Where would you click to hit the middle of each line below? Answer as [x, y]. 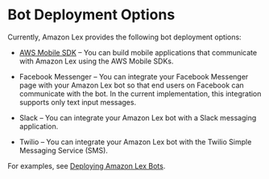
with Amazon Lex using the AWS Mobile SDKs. [96, 61]
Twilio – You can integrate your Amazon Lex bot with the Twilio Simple [135, 141]
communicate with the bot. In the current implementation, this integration [140, 93]
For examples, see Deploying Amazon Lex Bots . [87, 165]
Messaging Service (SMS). [63, 150]
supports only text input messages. [78, 102]
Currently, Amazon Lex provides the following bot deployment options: [125, 37]
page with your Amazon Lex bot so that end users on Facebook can [132, 85]
